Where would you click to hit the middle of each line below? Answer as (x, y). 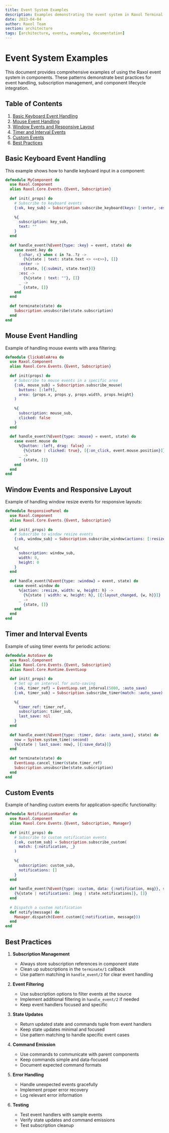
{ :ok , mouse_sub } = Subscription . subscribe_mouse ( (68, 385)
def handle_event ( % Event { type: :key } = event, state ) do (71, 245)
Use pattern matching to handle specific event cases (75, 1035)
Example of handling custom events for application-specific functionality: (81, 805)
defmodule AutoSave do (29, 655)
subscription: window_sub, (47, 553)
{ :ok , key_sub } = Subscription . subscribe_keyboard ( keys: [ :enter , (85, 208)
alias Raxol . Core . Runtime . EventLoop (48, 669)
